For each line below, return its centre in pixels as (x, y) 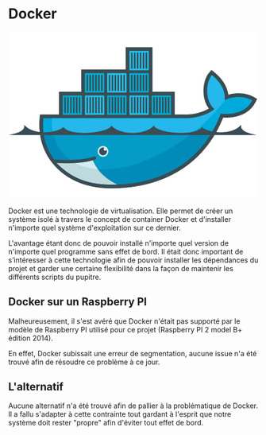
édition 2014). (31, 338)
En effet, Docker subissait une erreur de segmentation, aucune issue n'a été (133, 353)
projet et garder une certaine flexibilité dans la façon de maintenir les (121, 268)
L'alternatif (36, 387)
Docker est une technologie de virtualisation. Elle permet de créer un (121, 211)
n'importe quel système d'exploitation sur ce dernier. (94, 227)
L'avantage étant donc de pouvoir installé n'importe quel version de (118, 243)
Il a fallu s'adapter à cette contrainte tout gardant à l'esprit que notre (120, 414)
